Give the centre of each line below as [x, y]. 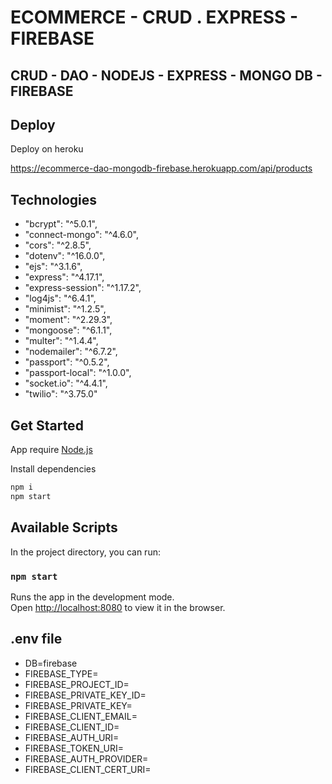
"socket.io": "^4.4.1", [66, 383]
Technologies [54, 199]
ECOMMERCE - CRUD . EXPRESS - [154, 17]
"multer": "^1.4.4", [61, 341]
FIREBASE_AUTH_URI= [72, 737]
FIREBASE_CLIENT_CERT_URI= [88, 769]
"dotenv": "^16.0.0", [65, 256]
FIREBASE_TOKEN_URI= [74, 748]
